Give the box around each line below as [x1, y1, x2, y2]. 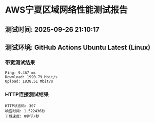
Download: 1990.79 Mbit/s [5, 75, 58, 80]
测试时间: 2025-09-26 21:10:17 [5, 25, 100, 34]
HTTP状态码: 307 [5, 103, 36, 108]
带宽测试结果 [5, 59, 36, 66]
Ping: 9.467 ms [5, 70, 36, 75]
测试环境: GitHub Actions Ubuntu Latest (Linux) [5, 43, 151, 52]
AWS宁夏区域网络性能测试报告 [5, 4, 128, 16]
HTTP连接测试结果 [5, 91, 49, 98]
